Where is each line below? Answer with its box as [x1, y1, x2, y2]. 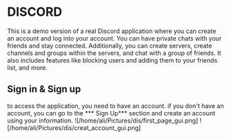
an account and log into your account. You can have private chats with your [7, 34, 222, 42]
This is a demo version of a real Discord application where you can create [7, 27, 217, 35]
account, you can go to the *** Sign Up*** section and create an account [7, 109, 216, 117]
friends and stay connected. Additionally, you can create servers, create [7, 41, 212, 50]
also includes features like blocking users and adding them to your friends [7, 56, 218, 64]
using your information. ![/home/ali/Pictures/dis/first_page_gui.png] [7, 116, 199, 125]
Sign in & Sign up [7, 83, 81, 95]
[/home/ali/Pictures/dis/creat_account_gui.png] [7, 123, 141, 131]
